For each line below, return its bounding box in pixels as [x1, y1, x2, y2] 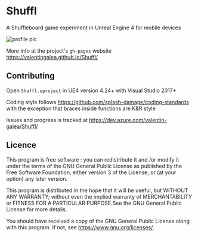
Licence [6, 140, 37, 150]
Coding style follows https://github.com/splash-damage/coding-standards [6, 98, 189, 105]
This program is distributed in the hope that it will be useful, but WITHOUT [6, 187, 188, 194]
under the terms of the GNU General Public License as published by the [6, 162, 182, 169]
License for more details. [6, 205, 67, 213]
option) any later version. [6, 175, 67, 182]
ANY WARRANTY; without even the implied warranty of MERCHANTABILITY [6, 193, 193, 200]
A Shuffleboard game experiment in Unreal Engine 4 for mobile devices [6, 24, 181, 31]
